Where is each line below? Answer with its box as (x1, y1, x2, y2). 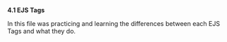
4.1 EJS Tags (7, 6, 45, 14)
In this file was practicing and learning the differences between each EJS (7, 20, 221, 27)
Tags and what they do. (7, 27, 76, 35)
